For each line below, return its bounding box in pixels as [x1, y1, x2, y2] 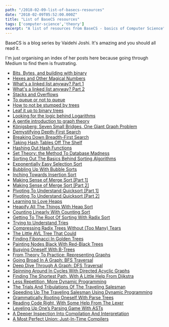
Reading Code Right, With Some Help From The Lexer [12, 300, 124, 306]
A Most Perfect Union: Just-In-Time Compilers [12, 316, 109, 322]
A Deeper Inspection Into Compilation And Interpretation [12, 310, 129, 317]
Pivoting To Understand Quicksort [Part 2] [12, 193, 100, 199]
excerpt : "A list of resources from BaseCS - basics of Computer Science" [5, 26, 165, 31]
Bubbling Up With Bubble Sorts [12, 167, 77, 173]
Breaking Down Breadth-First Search [12, 134, 89, 140]
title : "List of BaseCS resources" [5, 17, 80, 22]
